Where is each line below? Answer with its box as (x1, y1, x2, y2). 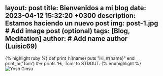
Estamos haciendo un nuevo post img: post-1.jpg (5, 19, 159, 27)
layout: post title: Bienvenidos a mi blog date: (5, 4, 146, 12)
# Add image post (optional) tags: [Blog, (5, 27, 130, 35)
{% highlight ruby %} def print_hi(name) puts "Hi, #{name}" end (5, 55, 135, 61)
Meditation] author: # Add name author (5, 34, 128, 43)
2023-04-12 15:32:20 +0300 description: (5, 12, 136, 20)
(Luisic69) (5, 42, 37, 51)
